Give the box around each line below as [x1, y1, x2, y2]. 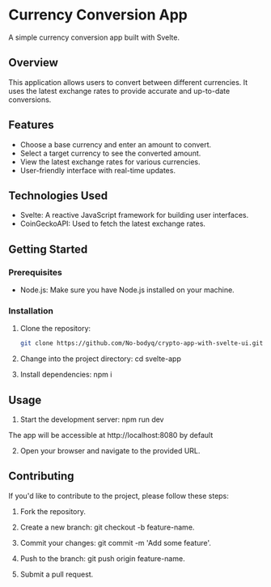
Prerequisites [8, 266, 62, 278]
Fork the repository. [19, 506, 87, 516]
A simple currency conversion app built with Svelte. [8, 32, 180, 42]
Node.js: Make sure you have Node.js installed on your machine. [19, 285, 235, 295]
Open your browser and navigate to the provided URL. [19, 446, 201, 456]
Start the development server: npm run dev [19, 415, 164, 424]
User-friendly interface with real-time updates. [19, 165, 176, 175]
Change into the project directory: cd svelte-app [19, 354, 182, 364]
